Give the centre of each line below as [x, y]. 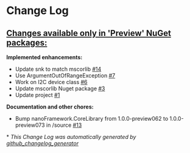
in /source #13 [64, 125]
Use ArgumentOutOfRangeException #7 [65, 76]
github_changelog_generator [43, 143]
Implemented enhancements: [44, 57]
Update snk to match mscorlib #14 [58, 69]
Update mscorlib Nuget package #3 [60, 88]
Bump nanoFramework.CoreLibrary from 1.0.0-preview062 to [92, 119]
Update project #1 [37, 95]
